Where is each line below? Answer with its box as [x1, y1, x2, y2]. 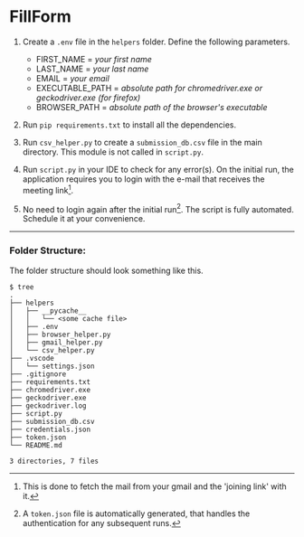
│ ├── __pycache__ [9, 306, 88, 316]
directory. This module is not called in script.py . [22, 146, 204, 157]
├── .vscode [9, 353, 54, 363]
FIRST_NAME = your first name [35, 53, 152, 64]
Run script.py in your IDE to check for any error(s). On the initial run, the [22, 164, 294, 174]
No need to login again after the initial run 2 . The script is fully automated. [22, 202, 294, 214]
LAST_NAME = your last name [35, 63, 149, 74]
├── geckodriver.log [9, 400, 88, 410]
